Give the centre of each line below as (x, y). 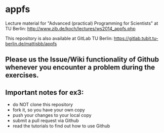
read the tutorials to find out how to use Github (61, 126)
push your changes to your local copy (52, 115)
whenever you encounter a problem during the (80, 67)
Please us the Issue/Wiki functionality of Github (82, 60)
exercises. (22, 75)
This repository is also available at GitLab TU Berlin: (59, 38)
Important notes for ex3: (45, 92)
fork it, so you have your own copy (49, 110)
